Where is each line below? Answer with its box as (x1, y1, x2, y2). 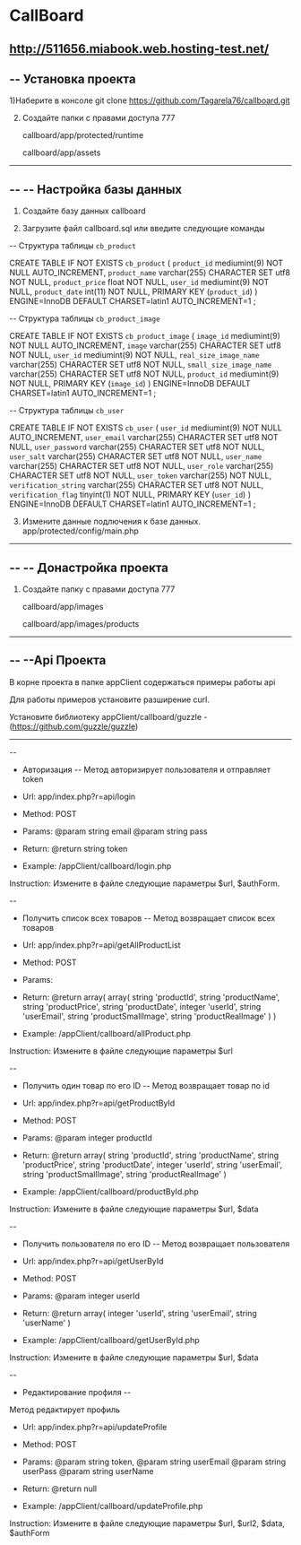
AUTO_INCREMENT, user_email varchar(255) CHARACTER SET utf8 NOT (9, 432, 279, 443)
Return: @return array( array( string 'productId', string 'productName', (21, 992, 280, 1003)
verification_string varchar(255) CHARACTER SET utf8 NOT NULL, (9, 480, 264, 490)
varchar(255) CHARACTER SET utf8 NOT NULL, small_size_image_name (9, 360, 272, 370)
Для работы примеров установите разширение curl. (9, 694, 211, 705)
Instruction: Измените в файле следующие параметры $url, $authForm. (9, 878, 280, 889)
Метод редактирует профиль (9, 1404, 121, 1415)
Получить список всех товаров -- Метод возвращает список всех (21, 912, 276, 924)
